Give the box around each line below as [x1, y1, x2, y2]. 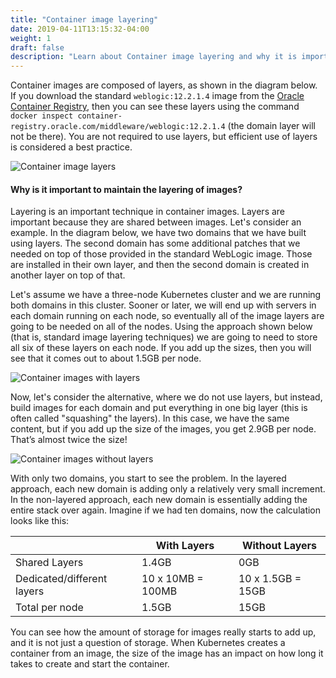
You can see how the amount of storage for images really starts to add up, [10, 626, 317, 638]
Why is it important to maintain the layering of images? [10, 183, 243, 195]
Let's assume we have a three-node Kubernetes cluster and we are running [10, 289, 322, 301]
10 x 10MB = [141, 572, 204, 586]
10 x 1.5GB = [238, 572, 302, 586]
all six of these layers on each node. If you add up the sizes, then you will [10, 342, 312, 354]
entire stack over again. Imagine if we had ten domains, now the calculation [10, 504, 322, 516]
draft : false [10, 42, 65, 53]
